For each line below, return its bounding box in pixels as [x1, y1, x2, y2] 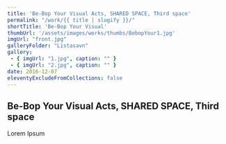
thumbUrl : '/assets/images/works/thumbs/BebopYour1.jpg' [7, 29, 176, 37]
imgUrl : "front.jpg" [7, 36, 67, 43]
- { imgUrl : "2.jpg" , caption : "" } [10, 62, 117, 69]
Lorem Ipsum [7, 129, 45, 138]
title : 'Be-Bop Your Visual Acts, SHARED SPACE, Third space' [7, 10, 191, 17]
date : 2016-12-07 [7, 68, 58, 75]
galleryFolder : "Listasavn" [7, 42, 89, 49]
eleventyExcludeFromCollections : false [7, 74, 123, 82]
